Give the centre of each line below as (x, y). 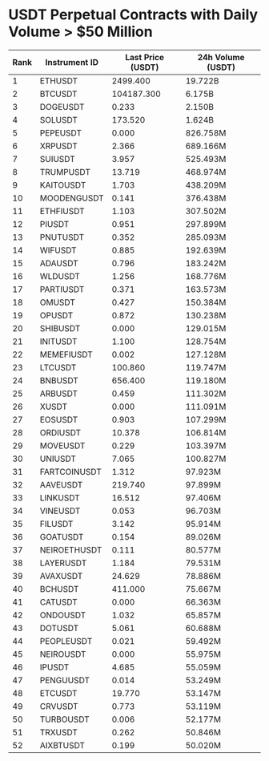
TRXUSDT (59, 732)
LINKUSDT (60, 497)
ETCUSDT (58, 693)
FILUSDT (56, 524)
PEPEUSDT (61, 132)
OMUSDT (58, 302)
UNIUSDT (58, 459)
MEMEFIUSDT (66, 354)
